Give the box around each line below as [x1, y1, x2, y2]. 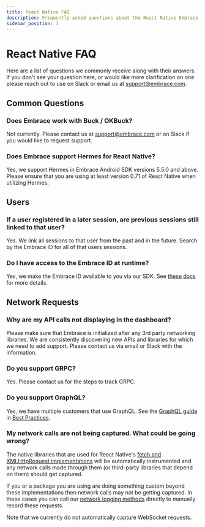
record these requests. [6, 501, 64, 509]
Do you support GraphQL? [6, 393, 86, 402]
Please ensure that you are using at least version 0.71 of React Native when [6, 172, 196, 180]
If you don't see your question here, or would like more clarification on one [6, 74, 195, 81]
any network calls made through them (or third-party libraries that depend [6, 464, 193, 471]
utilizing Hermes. [6, 179, 49, 187]
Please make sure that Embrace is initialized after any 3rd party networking [6, 329, 196, 336]
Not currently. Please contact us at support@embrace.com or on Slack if [6, 130, 190, 137]
